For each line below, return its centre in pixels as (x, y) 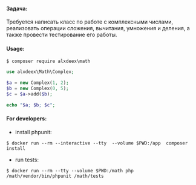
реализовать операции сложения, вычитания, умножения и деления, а (98, 28)
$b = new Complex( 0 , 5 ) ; (38, 89)
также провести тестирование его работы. (62, 35)
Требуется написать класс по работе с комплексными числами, (90, 22)
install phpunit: (34, 132)
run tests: (27, 160)
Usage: (16, 48)
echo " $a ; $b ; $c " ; (31, 105)
